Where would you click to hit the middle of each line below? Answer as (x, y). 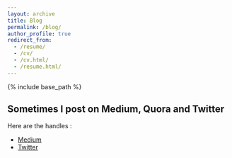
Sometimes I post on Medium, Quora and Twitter (116, 109)
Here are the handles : (40, 126)
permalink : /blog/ (34, 27)
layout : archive (31, 14)
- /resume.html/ (37, 67)
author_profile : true (39, 34)
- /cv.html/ (31, 60)
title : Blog (25, 21)
